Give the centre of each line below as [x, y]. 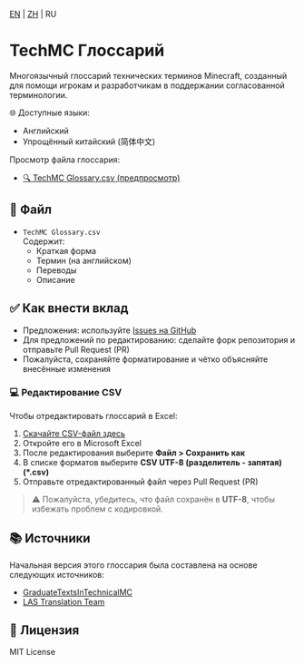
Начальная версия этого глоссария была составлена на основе [133, 565]
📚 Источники [50, 538]
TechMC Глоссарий [87, 51]
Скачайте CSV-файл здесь [74, 433]
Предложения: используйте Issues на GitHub [109, 330]
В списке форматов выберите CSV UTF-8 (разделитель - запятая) [152, 462]
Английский [46, 131]
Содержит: [44, 241]
